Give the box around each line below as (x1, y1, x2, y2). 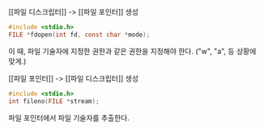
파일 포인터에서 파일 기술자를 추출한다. (8, 112, 130, 123)
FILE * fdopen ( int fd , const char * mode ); (8, 31, 151, 39)
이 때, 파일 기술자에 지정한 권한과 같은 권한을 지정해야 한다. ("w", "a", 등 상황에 (8, 46, 257, 56)
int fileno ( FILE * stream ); (8, 97, 100, 105)
